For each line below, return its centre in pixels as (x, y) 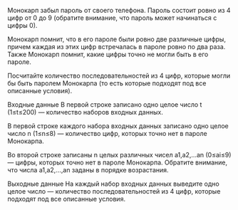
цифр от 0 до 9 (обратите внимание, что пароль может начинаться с (112, 18)
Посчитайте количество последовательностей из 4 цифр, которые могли (119, 75)
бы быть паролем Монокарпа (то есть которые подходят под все (107, 83)
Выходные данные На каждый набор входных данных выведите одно (113, 184)
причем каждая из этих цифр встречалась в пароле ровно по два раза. (117, 47)
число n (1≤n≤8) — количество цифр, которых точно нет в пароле (108, 133)
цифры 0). (22, 25)
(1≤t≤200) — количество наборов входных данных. (86, 112)
